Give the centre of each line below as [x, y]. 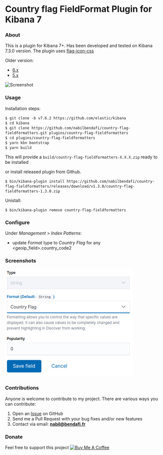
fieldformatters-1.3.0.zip [33, 191]
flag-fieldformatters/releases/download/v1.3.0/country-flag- [70, 186]
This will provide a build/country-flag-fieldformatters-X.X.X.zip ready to [81, 157]
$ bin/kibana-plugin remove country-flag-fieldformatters [66, 210]
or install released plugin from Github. [43, 172]
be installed [17, 162]
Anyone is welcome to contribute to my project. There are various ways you [81, 399]
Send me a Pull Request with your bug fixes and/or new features [77, 418]
